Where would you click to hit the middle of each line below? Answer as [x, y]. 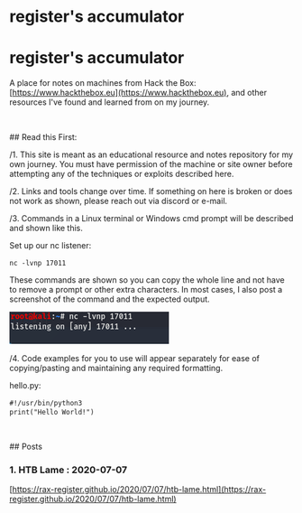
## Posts [26, 447]
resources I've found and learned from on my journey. [110, 102]
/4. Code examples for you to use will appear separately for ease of [134, 359]
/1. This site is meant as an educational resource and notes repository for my [151, 154]
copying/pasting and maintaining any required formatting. [116, 368]
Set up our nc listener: [50, 246]
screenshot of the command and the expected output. [110, 299]
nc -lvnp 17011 [38, 264]
